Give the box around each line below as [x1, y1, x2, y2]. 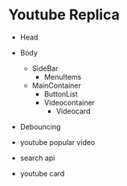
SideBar [31, 63, 59, 73]
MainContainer [31, 81, 82, 90]
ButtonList [43, 89, 78, 98]
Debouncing [19, 122, 61, 131]
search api [19, 153, 55, 163]
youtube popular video [19, 137, 96, 147]
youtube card [19, 168, 65, 178]
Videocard [55, 106, 91, 116]
